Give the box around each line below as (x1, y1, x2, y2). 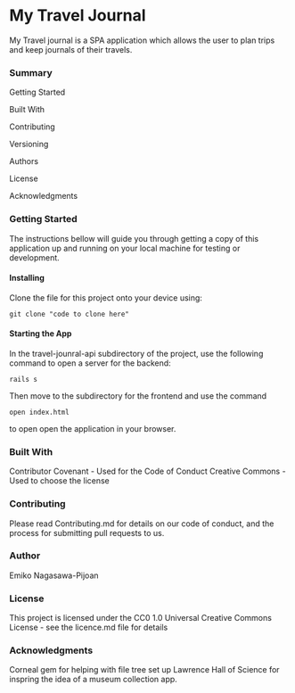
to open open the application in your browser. (9, 423, 176, 433)
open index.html (9, 408, 70, 417)
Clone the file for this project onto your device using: (9, 292, 203, 303)
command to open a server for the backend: (9, 358, 171, 368)
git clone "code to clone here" (9, 309, 129, 318)
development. (9, 252, 60, 263)
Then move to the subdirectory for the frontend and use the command (9, 390, 267, 401)
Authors (9, 156, 38, 167)
